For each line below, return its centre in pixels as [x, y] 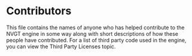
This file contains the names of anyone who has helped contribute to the [95, 27]
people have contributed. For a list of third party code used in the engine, [96, 40]
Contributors [39, 11]
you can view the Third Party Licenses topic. [61, 46]
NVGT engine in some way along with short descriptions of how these [92, 33]
